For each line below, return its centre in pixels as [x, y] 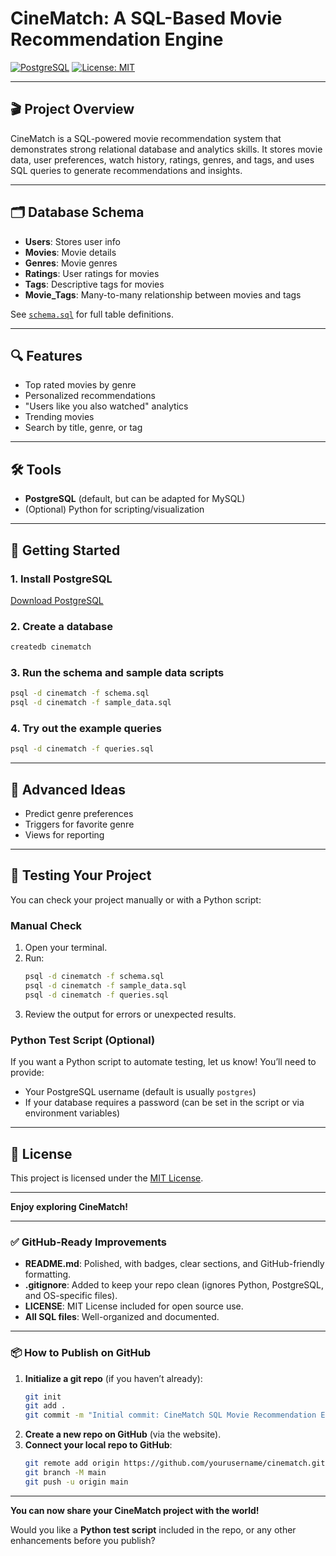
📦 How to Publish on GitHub [81, 1353]
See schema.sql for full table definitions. [92, 314]
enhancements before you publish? [83, 1540]
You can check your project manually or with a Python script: [136, 899]
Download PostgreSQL [57, 600]
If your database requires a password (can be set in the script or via [164, 1103]
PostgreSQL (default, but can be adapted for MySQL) [135, 499]
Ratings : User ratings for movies [92, 273]
